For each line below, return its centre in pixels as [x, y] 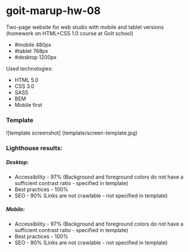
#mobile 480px [33, 45]
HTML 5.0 [27, 80]
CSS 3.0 [24, 86]
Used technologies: [30, 68]
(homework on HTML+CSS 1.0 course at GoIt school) [70, 33]
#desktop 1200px [35, 57]
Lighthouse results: [34, 148]
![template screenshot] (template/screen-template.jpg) [72, 133]
